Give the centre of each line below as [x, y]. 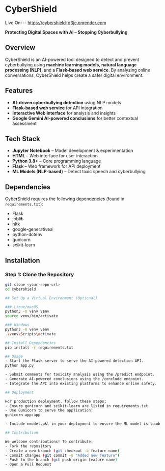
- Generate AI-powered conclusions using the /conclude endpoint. [74, 379]
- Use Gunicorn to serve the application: [49, 411]
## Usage [14, 356]
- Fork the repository [28, 446]
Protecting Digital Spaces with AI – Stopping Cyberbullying [66, 32]
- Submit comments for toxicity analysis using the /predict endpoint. [80, 375]
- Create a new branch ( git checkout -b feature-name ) [62, 451]
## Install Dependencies [30, 343]
